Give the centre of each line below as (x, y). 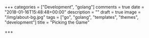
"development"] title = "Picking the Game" (47, 22)
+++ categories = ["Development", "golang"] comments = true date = (74, 7)
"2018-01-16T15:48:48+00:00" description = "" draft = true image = (73, 12)
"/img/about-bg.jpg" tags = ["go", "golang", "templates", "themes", (72, 17)
